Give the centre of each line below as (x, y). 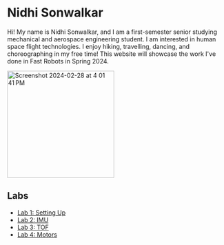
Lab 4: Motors (37, 234)
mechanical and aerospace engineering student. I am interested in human (112, 39)
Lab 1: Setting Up (41, 213)
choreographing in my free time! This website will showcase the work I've (112, 54)
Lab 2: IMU (33, 219)
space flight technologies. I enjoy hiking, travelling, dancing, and (99, 46)
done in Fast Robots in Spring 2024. (58, 61)
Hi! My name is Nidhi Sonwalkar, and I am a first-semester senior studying (112, 32)
